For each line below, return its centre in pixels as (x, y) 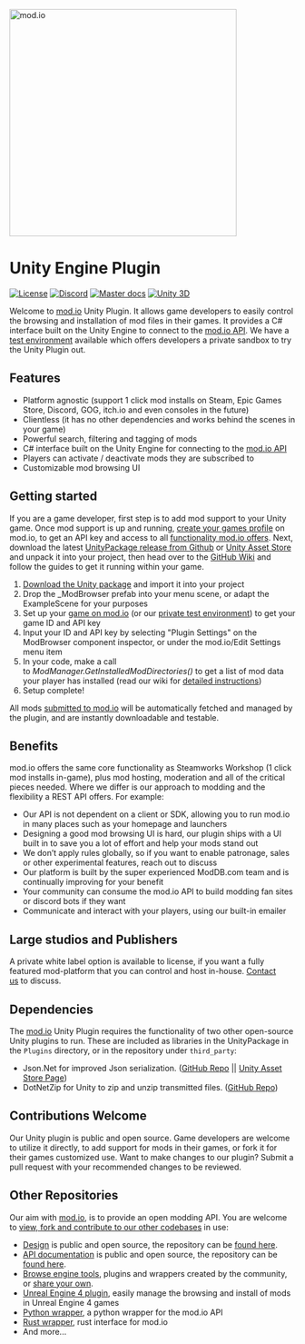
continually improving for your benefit (93, 882)
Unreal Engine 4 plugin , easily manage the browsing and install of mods (157, 1293)
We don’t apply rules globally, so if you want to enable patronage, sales (156, 853)
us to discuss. (35, 981)
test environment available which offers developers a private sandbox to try (151, 340)
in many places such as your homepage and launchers (125, 824)
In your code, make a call (69, 661)
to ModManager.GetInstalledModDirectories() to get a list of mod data (153, 671)
